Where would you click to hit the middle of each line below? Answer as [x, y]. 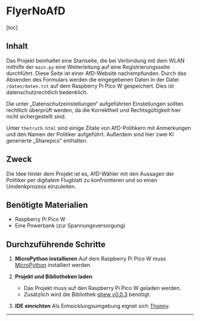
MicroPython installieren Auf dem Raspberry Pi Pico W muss [90, 259]
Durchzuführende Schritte [56, 244]
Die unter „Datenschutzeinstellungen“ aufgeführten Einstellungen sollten [95, 104]
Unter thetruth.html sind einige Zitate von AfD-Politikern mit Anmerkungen [99, 128]
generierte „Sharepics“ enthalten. [47, 141]
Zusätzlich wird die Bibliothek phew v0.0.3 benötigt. [87, 294]
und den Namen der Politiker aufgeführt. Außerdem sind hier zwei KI [90, 134]
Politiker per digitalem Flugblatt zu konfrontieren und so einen [82, 180]
